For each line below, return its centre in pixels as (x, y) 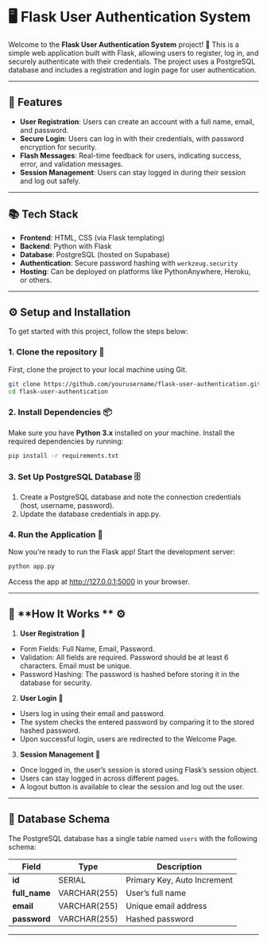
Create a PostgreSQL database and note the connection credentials (130, 497)
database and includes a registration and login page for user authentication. (132, 69)
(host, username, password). (67, 505)
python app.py (32, 567)
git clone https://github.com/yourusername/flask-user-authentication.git (135, 384)
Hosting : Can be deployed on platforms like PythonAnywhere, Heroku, (135, 271)
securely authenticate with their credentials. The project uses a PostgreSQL (132, 61)
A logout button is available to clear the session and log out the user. (132, 786)
